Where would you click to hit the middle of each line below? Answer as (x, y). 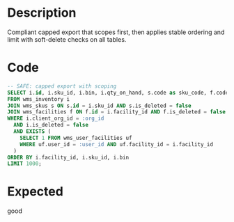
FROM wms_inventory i (39, 99)
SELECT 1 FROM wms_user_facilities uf (76, 138)
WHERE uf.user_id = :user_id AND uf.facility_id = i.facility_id (117, 144)
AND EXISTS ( (32, 132)
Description (42, 13)
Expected (36, 192)
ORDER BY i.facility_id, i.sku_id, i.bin (68, 157)
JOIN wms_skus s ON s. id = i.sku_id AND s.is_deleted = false (99, 106)
